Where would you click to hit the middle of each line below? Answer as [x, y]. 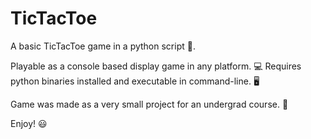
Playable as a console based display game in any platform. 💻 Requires [156, 66]
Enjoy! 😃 [29, 123]
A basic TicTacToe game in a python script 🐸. [103, 46]
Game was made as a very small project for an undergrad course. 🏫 [149, 104]
